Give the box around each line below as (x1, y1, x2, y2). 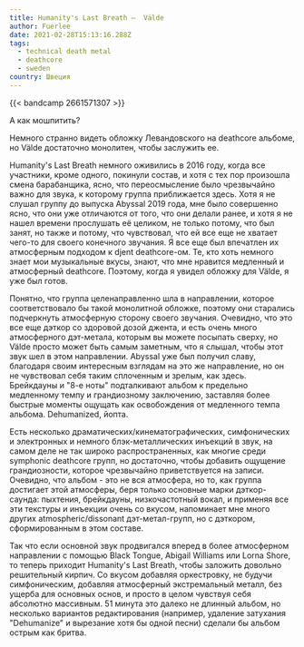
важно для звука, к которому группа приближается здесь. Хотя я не (9, 188, 276, 200)
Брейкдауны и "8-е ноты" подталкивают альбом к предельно (9, 379, 249, 390)
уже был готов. (9, 275, 68, 286)
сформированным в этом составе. (9, 523, 144, 534)
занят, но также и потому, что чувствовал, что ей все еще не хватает (9, 227, 279, 238)
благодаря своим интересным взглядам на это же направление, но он (9, 360, 284, 371)
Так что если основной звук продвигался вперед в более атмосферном (9, 540, 289, 551)
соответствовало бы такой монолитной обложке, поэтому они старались (9, 302, 295, 313)
